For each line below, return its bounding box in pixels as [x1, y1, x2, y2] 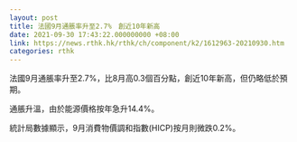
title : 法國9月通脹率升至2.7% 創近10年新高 [9, 22, 161, 31]
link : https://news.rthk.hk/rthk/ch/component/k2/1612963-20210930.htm [9, 38, 284, 48]
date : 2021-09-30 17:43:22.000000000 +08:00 [9, 30, 180, 39]
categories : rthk [9, 47, 75, 56]
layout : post [9, 13, 59, 23]
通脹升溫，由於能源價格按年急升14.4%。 [9, 103, 160, 114]
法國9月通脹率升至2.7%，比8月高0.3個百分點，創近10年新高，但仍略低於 [9, 73, 280, 84]
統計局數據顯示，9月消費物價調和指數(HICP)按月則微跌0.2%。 [9, 123, 241, 134]
